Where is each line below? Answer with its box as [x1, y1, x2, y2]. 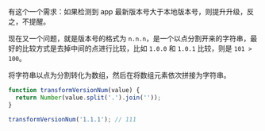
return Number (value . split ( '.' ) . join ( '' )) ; [15, 94, 161, 102]
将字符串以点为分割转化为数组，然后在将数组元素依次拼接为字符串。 [8, 71, 231, 79]
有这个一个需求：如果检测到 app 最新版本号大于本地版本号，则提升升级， [8, 7, 248, 16]
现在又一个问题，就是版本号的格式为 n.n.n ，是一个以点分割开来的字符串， [8, 34, 251, 43]
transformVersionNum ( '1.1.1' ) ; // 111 [8, 115, 136, 123]
